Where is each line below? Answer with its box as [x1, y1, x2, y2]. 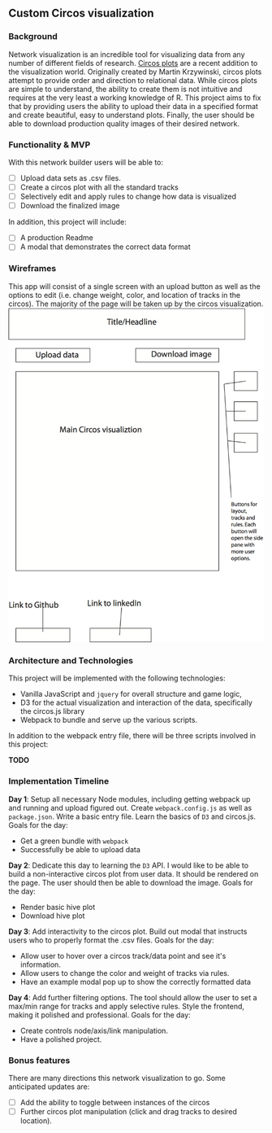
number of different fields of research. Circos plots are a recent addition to [8, 58, 258, 68]
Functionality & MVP [8, 138, 91, 150]
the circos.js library [19, 706, 85, 716]
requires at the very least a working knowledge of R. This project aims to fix [8, 93, 261, 103]
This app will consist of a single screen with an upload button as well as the [8, 281, 261, 291]
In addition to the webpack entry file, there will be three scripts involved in [8, 731, 257, 741]
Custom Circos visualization [8, 7, 154, 20]
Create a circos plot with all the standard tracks [19, 182, 179, 192]
